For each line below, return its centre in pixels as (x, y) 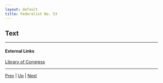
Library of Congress (25, 62)
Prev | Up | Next (21, 75)
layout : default (21, 9)
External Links (20, 51)
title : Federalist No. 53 (31, 14)
